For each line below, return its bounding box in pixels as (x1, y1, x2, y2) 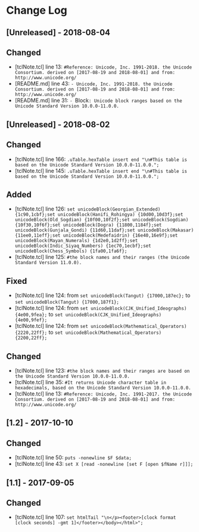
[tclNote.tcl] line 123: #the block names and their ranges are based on (14, 367, 190, 375)
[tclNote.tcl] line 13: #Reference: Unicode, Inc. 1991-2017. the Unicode (14, 390, 192, 397)
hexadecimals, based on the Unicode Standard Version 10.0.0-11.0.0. (14, 385, 192, 391)
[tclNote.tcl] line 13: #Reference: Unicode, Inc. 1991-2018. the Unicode (14, 63, 192, 70)
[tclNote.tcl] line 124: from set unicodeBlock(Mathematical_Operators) (14, 323, 187, 330)
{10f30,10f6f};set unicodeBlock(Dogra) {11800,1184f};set (14, 222, 162, 228)
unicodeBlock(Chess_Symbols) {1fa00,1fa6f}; (14, 248, 128, 254)
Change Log (6, 4, 67, 17)
